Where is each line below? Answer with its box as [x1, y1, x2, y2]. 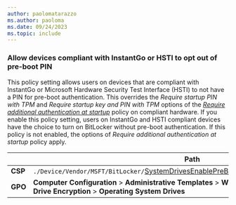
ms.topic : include [7, 29, 61, 37]
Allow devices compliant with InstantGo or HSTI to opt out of [7, 53, 218, 63]
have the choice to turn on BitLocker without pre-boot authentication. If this [7, 122, 226, 131]
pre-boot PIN [7, 62, 53, 72]
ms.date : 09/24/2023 [7, 23, 68, 30]
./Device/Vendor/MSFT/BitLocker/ [32, 167, 145, 176]
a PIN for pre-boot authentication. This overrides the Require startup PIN [7, 93, 218, 101]
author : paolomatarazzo [7, 10, 77, 18]
